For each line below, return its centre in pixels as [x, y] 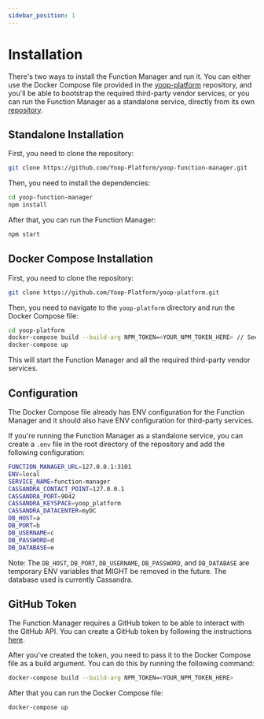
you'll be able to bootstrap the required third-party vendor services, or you [129, 93]
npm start [24, 234]
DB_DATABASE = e [31, 548]
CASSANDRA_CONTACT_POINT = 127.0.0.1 [66, 489]
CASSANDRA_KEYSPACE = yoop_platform [65, 504]
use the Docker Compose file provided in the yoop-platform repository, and [130, 84]
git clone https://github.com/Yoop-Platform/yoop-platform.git [114, 292]
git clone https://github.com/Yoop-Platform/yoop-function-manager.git [128, 168]
